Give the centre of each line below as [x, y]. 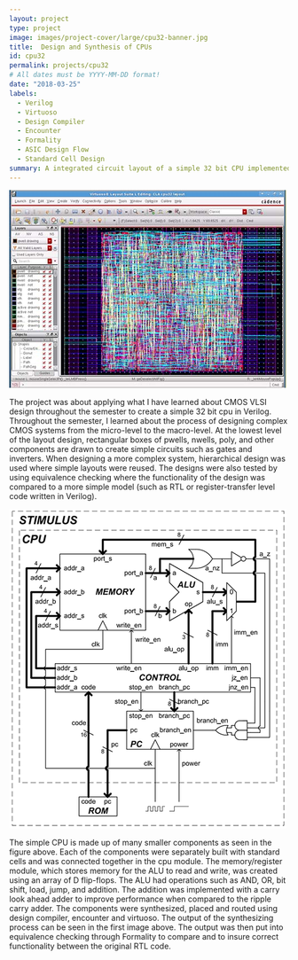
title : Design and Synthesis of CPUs [81, 47]
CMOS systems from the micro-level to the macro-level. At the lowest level [145, 430]
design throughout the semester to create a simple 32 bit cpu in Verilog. [141, 411]
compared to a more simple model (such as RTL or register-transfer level [142, 487]
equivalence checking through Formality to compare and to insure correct [144, 936]
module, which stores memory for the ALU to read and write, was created [143, 870]
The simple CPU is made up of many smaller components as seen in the [141, 842]
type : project [35, 28]
